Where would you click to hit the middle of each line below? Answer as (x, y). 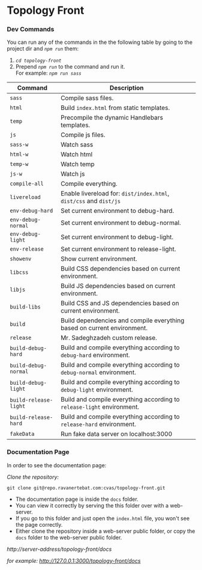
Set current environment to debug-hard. (117, 211)
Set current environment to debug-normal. (121, 223)
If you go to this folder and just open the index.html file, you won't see (102, 518)
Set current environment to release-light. (118, 249)
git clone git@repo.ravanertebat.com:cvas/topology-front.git (86, 488)
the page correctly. (39, 524)
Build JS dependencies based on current (118, 286)
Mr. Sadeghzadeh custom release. (109, 338)
